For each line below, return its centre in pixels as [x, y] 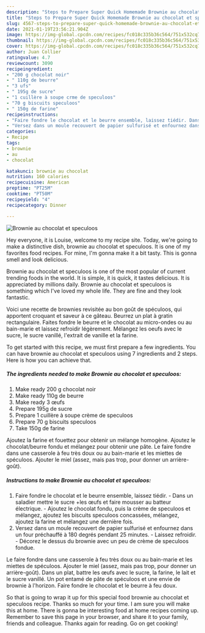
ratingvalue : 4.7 [28, 58]
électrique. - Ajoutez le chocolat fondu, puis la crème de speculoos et [103, 509]
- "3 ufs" [19, 86]
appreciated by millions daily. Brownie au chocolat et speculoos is [89, 284]
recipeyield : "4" [28, 200]
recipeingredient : [30, 69]
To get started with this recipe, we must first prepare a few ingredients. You [101, 347]
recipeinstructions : [33, 114]
